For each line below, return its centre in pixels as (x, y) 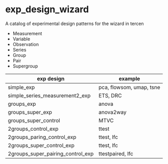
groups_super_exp (30, 112)
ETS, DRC (110, 96)
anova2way (113, 112)
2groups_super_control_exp (41, 145)
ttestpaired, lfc (116, 153)
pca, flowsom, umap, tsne (129, 87)
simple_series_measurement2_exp (49, 96)
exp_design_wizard (47, 9)
